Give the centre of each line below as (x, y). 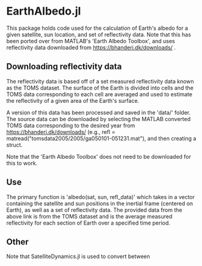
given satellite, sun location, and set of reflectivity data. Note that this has (99, 34)
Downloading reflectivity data (64, 67)
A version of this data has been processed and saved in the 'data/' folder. (99, 112)
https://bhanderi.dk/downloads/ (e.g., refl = (61, 131)
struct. (15, 145)
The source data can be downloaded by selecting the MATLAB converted (99, 119)
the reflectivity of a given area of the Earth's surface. (73, 100)
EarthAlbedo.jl (44, 11)
